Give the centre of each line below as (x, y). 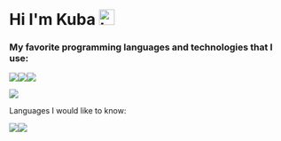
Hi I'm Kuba (52, 20)
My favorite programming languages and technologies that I (141, 47)
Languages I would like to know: (68, 111)
